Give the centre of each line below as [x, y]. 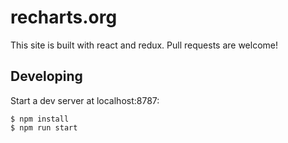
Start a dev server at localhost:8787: [85, 100]
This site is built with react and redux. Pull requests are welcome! [144, 45]
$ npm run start [44, 127]
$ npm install [40, 119]
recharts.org [64, 17]
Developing [46, 76]
